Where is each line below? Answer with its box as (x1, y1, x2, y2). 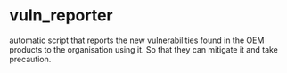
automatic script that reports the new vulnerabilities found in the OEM (9, 35, 265, 45)
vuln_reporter (9, 5, 113, 26)
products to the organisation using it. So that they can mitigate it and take (9, 44, 279, 54)
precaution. (9, 53, 52, 64)
